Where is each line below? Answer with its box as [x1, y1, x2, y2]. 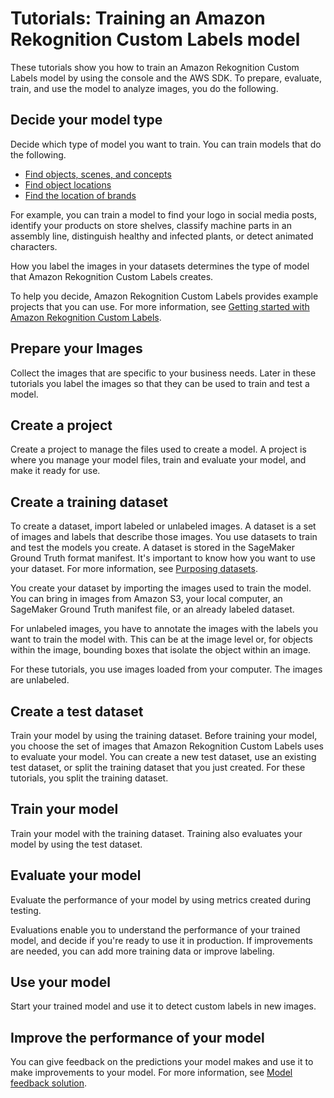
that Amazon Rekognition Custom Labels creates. [10, 270, 214, 282]
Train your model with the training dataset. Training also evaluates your [10, 827, 303, 839]
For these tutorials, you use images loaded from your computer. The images [10, 663, 323, 676]
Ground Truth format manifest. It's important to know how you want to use [10, 552, 316, 564]
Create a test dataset [10, 703, 144, 720]
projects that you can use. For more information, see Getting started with [10, 300, 310, 312]
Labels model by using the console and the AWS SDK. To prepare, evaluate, [10, 72, 322, 84]
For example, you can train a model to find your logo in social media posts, [10, 208, 317, 221]
